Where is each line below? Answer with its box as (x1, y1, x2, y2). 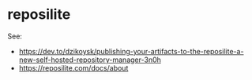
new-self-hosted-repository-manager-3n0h (18, 55, 161, 64)
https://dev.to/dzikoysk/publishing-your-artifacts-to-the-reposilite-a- (18, 46, 244, 56)
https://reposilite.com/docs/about (18, 63, 129, 72)
